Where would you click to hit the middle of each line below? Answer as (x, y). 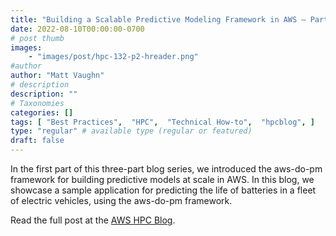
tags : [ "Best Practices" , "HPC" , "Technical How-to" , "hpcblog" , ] (162, 122)
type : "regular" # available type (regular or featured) (131, 131)
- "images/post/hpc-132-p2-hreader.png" (113, 57)
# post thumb (37, 38)
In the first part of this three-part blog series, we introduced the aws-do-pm (166, 169)
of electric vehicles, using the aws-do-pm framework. (121, 200)
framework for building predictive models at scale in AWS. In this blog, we (162, 179)
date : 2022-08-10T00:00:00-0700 (77, 29)
